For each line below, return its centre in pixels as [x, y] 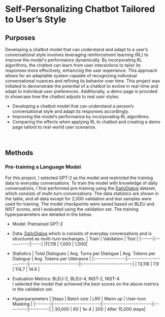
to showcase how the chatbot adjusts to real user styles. [62, 96]
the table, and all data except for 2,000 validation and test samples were [78, 198]
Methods [19, 153]
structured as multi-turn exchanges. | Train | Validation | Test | [75, 238]
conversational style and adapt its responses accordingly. [71, 111]
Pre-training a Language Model [43, 167]
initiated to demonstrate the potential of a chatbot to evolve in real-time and [82, 86]
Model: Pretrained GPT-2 [37, 224]
